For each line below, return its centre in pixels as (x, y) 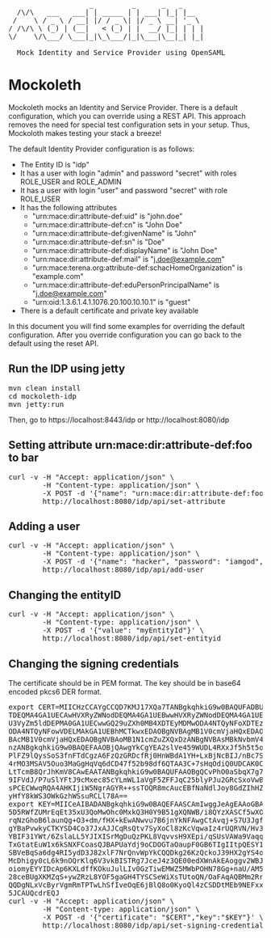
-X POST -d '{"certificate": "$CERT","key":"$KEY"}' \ (153, 917)
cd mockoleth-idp (42, 396)
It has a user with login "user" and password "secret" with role (124, 190)
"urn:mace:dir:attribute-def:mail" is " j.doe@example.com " (129, 259)
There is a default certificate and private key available (109, 311)
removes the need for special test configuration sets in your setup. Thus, (129, 125)
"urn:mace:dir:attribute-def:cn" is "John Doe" (107, 224)
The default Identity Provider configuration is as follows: (102, 149)
